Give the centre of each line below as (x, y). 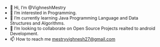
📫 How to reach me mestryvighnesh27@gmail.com (62, 39)
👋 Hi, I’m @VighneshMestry (38, 8)
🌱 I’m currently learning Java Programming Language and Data (74, 18)
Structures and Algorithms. (37, 23)
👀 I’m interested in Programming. (43, 13)
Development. (24, 34)
